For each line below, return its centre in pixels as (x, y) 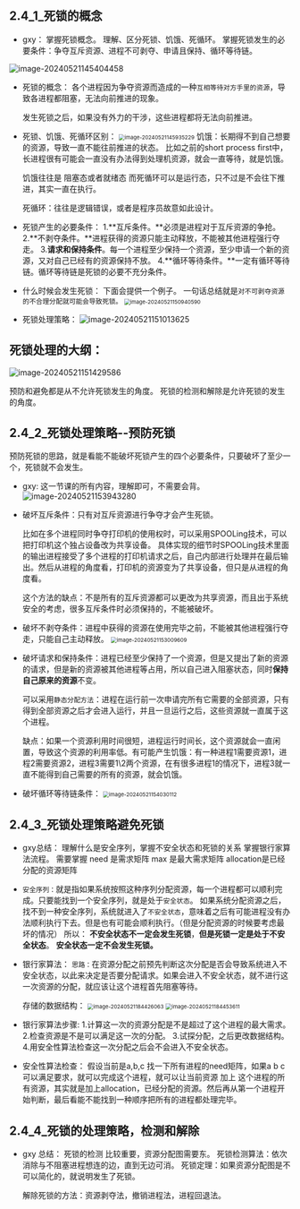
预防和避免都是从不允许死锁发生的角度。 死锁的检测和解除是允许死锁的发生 (147, 390)
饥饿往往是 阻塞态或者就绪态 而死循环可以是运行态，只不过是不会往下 (150, 177)
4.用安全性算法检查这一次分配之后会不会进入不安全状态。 (128, 1047)
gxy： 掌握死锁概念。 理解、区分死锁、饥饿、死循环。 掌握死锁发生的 (150, 39)
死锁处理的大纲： (56, 351)
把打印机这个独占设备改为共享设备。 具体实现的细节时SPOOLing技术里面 (156, 545)
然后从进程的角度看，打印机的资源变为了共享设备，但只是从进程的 (159, 568)
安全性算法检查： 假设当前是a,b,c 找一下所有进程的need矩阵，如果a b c (154, 1066)
